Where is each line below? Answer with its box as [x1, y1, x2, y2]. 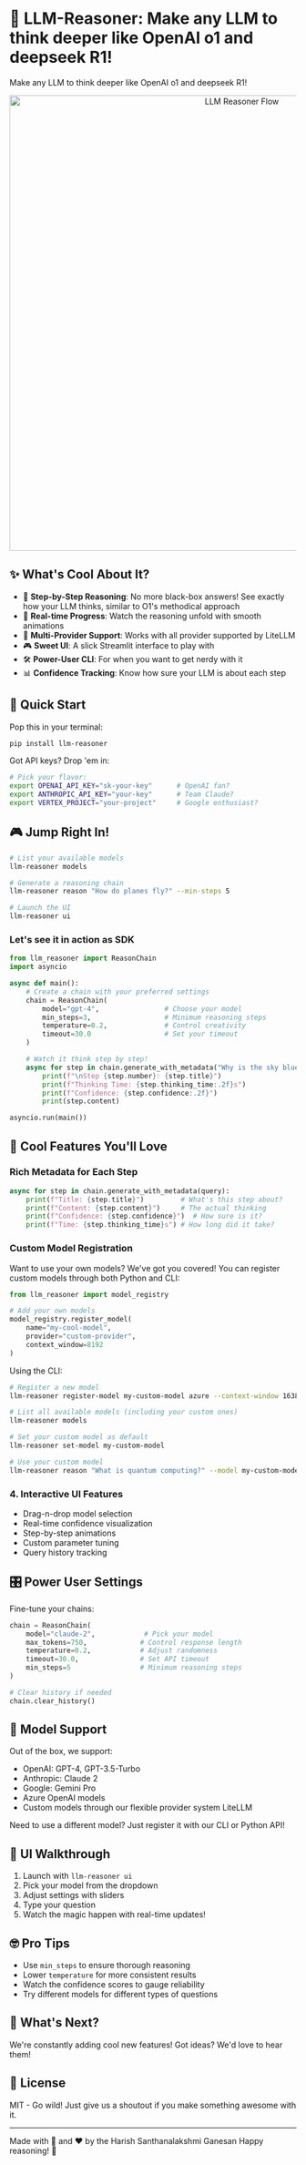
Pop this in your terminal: [9, 721, 103, 732]
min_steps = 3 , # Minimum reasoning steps [42, 1013, 267, 1022]
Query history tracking [22, 1547, 107, 1557]
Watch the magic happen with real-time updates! [22, 1909, 207, 1920]
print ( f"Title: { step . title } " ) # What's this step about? [25, 1195, 283, 1204]
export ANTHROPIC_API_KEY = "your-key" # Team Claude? [9, 790, 234, 800]
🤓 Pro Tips [9, 1935, 70, 1951]
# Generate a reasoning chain [9, 878, 125, 887]
